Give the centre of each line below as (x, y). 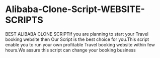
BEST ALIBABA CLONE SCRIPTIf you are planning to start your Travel (77, 34)
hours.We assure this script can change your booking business (70, 50)
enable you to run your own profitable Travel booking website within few (80, 44)
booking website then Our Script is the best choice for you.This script (77, 39)
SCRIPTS (24, 20)
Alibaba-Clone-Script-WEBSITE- (75, 9)
